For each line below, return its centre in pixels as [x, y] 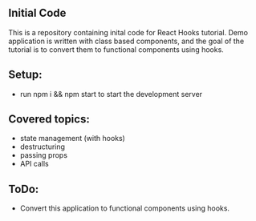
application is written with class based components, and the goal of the [126, 41]
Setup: [25, 75]
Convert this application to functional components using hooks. [125, 208]
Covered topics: [49, 119]
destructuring [43, 147]
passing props [44, 155]
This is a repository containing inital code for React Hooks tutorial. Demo [128, 32]
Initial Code [37, 13]
